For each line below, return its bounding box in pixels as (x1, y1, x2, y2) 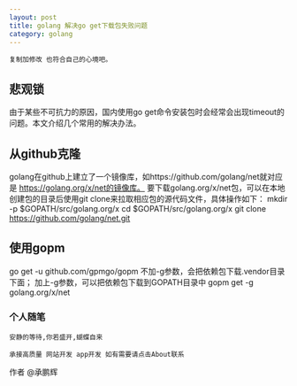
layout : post (9, 12, 57, 22)
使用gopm (9, 241, 65, 256)
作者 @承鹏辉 (9, 367, 58, 377)
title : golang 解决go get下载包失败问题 (9, 21, 148, 30)
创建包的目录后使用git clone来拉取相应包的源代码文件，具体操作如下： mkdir (9, 194, 288, 204)
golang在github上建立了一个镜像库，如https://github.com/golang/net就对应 (9, 172, 283, 181)
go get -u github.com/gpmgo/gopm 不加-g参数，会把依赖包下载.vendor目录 (9, 266, 286, 276)
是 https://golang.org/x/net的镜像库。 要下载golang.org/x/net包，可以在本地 (9, 182, 286, 193)
